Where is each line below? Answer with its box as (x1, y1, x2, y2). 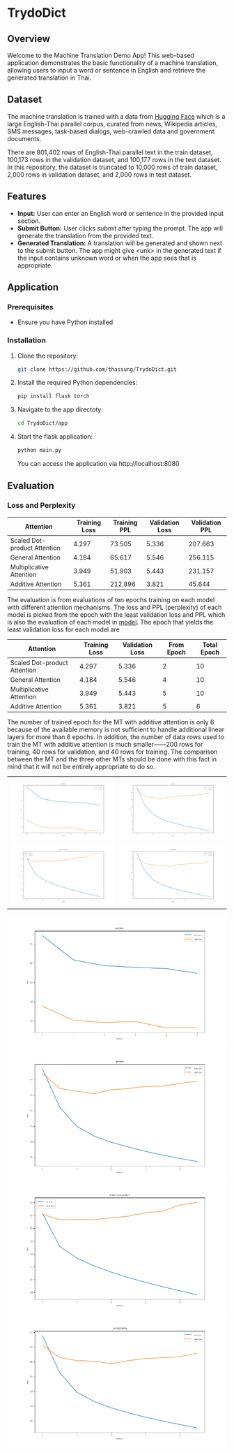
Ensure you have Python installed (17, 318, 114, 326)
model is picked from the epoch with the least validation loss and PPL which (7, 610, 226, 619)
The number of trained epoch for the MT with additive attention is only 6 (7, 717, 214, 726)
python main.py (17, 447, 62, 454)
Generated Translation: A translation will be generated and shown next (17, 239, 223, 247)
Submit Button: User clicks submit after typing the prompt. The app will (17, 224, 224, 232)
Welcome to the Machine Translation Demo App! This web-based (7, 51, 195, 59)
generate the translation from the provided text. (17, 231, 154, 240)
